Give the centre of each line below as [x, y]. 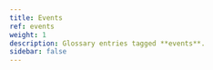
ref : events [32, 26]
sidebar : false [38, 52]
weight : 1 [28, 35]
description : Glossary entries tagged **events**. [107, 43]
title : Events [36, 18]
